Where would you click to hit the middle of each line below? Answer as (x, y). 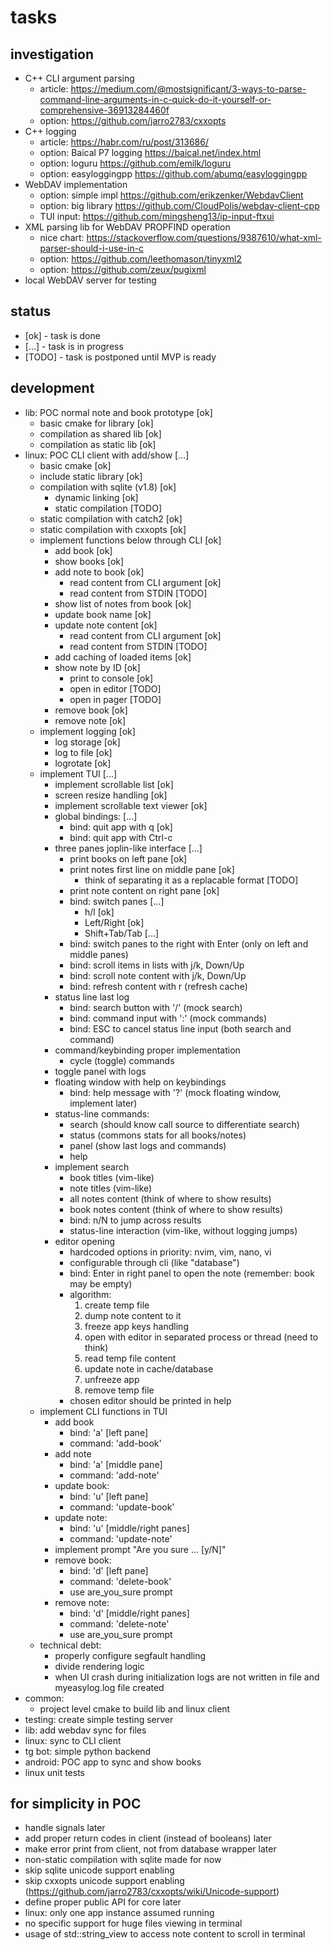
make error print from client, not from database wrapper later (150, 1849)
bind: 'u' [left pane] (109, 1496)
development (52, 388)
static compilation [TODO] (108, 508)
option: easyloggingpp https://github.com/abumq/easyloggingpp (173, 174)
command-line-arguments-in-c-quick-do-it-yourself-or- (155, 99)
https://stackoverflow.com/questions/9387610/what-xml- (204, 237)
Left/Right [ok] (114, 922)
